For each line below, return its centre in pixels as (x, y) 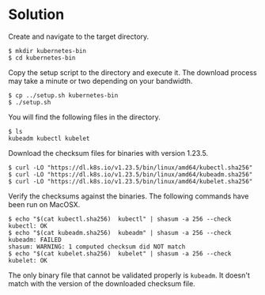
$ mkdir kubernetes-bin (47, 51)
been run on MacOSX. (44, 204)
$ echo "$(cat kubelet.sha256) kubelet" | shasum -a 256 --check (120, 253)
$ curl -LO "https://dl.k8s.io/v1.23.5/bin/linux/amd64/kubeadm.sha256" (131, 174)
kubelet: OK (28, 260)
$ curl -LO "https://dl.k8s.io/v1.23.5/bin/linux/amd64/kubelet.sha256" (131, 181)
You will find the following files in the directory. (84, 117)
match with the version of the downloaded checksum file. (102, 283)
